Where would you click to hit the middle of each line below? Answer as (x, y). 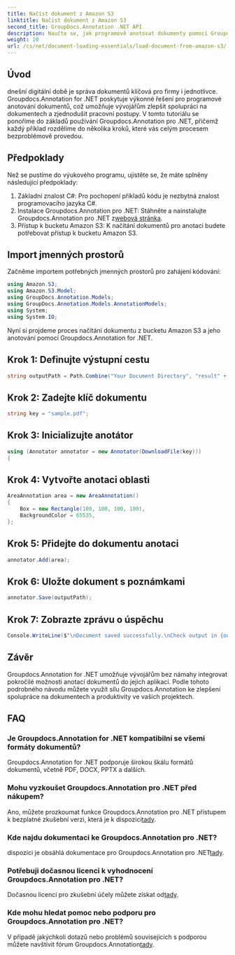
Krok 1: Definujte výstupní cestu (79, 360)
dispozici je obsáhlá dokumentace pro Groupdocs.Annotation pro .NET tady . (116, 852)
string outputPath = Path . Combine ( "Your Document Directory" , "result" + (117, 376)
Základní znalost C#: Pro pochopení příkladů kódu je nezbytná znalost (118, 196)
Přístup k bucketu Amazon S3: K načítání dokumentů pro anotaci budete (121, 225)
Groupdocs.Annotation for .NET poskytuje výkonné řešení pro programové (114, 99)
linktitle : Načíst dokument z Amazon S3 (67, 20)
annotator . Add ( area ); (39, 560)
